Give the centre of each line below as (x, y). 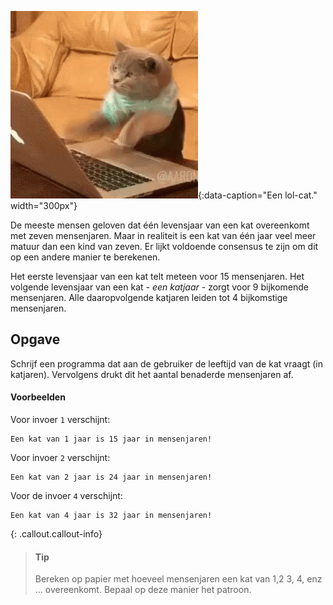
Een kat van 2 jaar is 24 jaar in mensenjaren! (111, 477)
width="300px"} (44, 205)
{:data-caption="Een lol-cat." (258, 195)
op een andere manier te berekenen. (85, 257)
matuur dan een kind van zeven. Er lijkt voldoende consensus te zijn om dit (164, 246)
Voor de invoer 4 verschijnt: (66, 496)
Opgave (35, 339)
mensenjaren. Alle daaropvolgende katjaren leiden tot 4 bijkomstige (149, 297)
